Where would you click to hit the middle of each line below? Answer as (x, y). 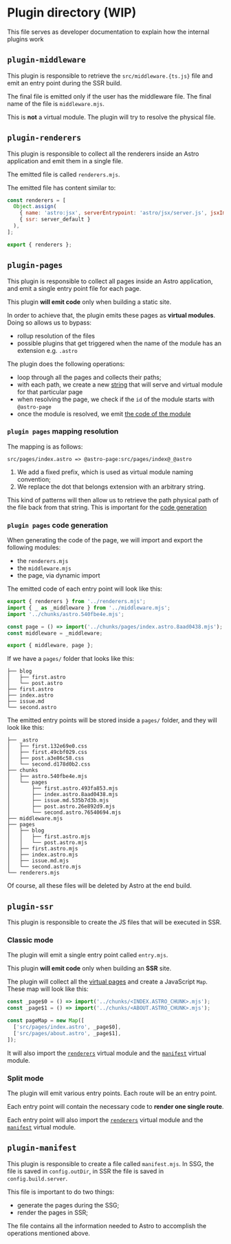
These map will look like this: (48, 989)
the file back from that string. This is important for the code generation (107, 507)
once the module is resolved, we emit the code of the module (104, 414)
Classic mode (30, 940)
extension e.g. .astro (47, 350)
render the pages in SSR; (52, 1212)
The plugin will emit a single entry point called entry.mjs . (88, 955)
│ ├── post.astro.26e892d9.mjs (61, 807)
